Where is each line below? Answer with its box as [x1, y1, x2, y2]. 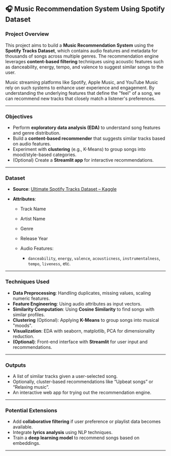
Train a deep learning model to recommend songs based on [12, 435, 140, 441]
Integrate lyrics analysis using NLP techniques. [12, 429, 113, 436]
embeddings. [12, 440, 41, 446]
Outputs [5, 362, 26, 369]
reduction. [12, 333, 35, 339]
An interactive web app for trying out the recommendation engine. [12, 389, 152, 395]
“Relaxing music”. [12, 384, 49, 390]
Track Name [20, 206, 46, 212]
